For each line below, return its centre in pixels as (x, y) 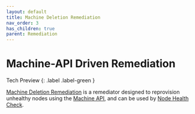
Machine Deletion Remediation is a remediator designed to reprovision (93, 92)
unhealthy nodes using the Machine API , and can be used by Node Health (97, 98)
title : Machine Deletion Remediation (53, 17)
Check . (15, 105)
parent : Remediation (32, 34)
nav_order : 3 (22, 23)
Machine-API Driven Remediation (91, 64)
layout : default (26, 12)
